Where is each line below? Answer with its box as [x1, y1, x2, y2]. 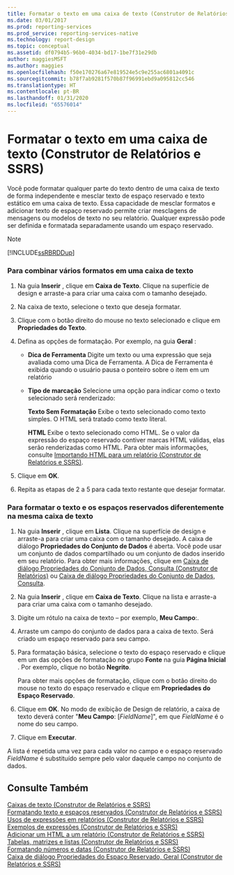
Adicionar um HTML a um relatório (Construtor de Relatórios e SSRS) [7, 830, 205, 839]
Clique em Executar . [17, 733, 77, 742]
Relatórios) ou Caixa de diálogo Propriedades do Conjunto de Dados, [17, 572, 216, 580]
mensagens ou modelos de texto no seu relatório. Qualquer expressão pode [7, 214, 226, 222]
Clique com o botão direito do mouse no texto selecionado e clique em [17, 316, 221, 325]
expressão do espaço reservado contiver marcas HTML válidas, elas [27, 436, 225, 444]
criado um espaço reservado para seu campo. [17, 635, 150, 643]
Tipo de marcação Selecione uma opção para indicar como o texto [27, 386, 221, 395]
